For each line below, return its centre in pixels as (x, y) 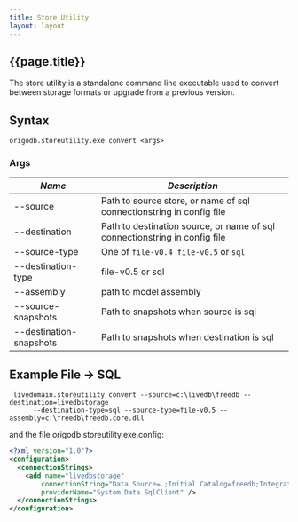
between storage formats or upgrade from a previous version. (122, 92)
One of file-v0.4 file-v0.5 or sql (173, 252)
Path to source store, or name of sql (175, 201)
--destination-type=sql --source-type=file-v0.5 (124, 411)
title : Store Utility (49, 17)
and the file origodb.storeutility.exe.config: (86, 435)
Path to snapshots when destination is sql (187, 337)
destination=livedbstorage (59, 403)
